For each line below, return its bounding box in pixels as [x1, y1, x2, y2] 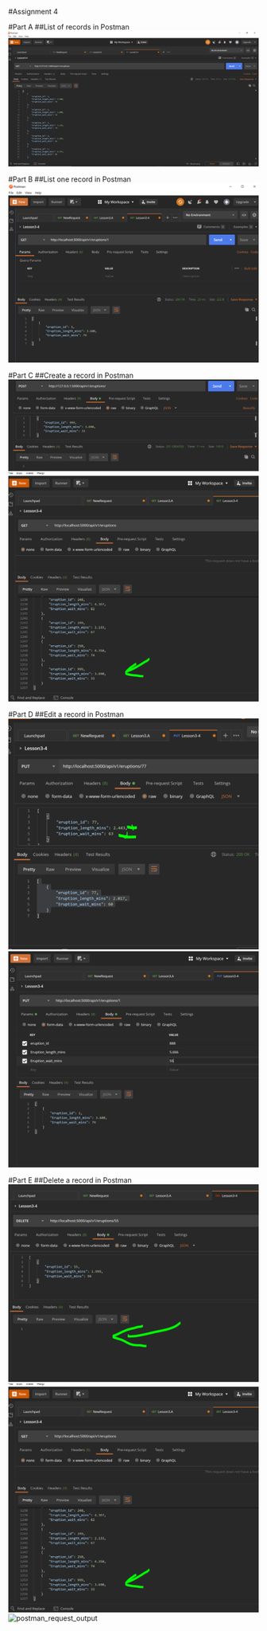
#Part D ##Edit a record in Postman [8, 709, 125, 719]
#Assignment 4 [8, 7, 58, 16]
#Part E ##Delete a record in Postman [8, 1175, 133, 1185]
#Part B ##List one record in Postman [8, 174, 131, 184]
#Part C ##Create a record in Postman [8, 370, 133, 381]
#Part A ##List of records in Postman [8, 22, 130, 31]
